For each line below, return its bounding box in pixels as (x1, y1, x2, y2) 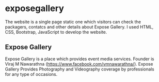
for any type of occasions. (5, 71, 58, 77)
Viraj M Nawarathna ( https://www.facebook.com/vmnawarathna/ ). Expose (5, 61, 154, 67)
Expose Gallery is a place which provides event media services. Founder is (5, 56, 154, 62)
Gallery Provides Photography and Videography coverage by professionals (5, 66, 154, 72)
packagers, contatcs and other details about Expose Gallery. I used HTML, (5, 24, 154, 29)
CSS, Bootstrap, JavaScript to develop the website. (5, 29, 107, 35)
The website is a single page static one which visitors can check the (5, 19, 142, 25)
